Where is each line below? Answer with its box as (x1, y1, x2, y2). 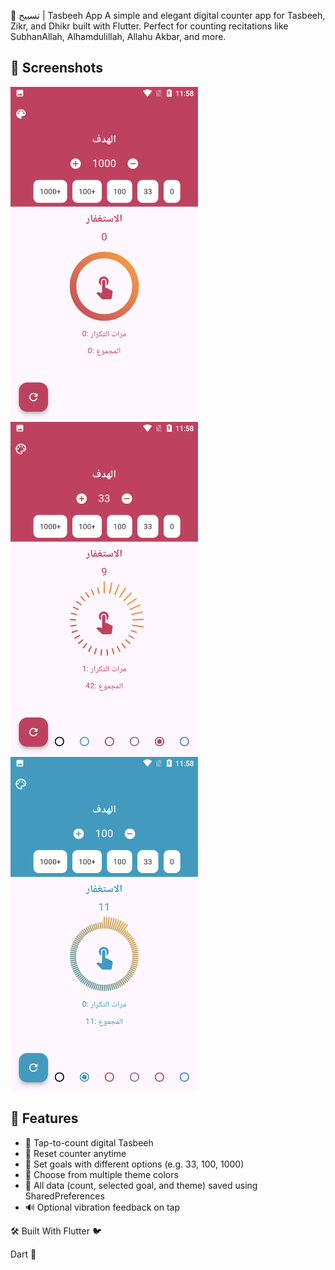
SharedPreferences (24, 1190, 105, 1202)
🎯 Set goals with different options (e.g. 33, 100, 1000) (24, 1158, 245, 1170)
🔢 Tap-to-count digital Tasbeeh (24, 1136, 154, 1149)
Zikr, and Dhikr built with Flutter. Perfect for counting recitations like (10, 20, 289, 32)
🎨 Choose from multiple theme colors (24, 1168, 179, 1180)
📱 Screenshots (10, 60, 104, 77)
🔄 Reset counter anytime (24, 1147, 127, 1159)
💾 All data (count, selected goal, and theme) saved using (24, 1179, 258, 1191)
